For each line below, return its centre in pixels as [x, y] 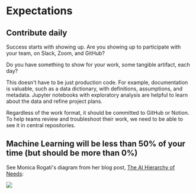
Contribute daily [37, 33]
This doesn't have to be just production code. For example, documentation [97, 82]
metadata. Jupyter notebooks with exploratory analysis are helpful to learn [97, 95]
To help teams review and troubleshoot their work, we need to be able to [95, 119]
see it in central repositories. [41, 125]
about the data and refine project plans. [54, 101]
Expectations [39, 11]
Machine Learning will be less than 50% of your [96, 144]
